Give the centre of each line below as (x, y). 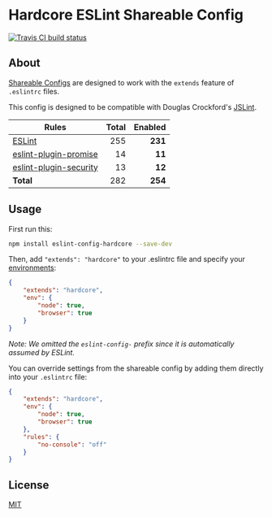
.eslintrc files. (34, 91)
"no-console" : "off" (72, 445)
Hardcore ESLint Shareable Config (126, 15)
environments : (32, 268)
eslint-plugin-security (56, 167)
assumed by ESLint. (42, 352)
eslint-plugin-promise (56, 154)
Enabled (150, 127)
